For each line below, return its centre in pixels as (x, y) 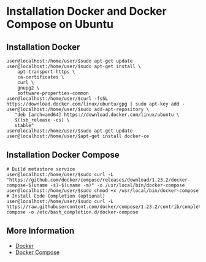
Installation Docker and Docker (86, 11)
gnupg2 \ (29, 88)
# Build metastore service (41, 169)
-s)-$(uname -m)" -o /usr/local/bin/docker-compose (117, 185)
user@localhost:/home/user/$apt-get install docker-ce (78, 136)
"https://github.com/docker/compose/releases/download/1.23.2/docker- (98, 180)
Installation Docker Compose (63, 155)
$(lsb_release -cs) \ (42, 120)
